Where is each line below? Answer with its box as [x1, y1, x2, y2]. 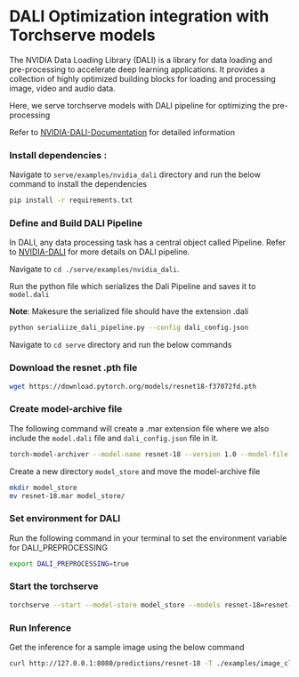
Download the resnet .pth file [9, 362, 138, 375]
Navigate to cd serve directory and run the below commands [9, 340, 232, 351]
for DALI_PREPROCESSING [9, 542, 109, 552]
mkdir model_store [9, 483, 77, 492]
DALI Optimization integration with [9, 6, 270, 27]
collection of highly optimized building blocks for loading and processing [9, 73, 276, 84]
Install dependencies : [9, 149, 108, 161]
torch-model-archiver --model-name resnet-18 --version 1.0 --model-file [9, 449, 289, 459]
